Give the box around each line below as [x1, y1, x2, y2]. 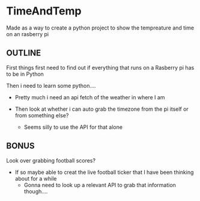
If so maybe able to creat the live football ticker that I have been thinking [14, 169, 194, 176]
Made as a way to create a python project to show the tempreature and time [6, 24, 194, 31]
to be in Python [6, 70, 44, 78]
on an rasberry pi [6, 30, 49, 37]
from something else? [14, 111, 69, 119]
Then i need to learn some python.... [6, 82, 96, 89]
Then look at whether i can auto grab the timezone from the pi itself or [14, 105, 189, 113]
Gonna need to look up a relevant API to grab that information [23, 181, 176, 188]
